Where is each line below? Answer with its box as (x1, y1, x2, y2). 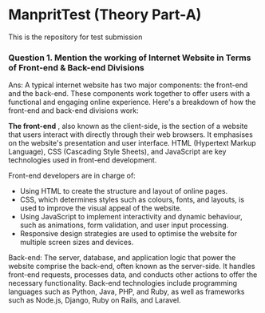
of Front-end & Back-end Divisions (8, 62, 145, 73)
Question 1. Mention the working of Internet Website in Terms (8, 52, 251, 63)
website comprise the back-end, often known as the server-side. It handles (8, 262, 255, 271)
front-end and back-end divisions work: (8, 106, 140, 115)
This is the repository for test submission (8, 32, 143, 42)
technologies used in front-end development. (8, 155, 157, 165)
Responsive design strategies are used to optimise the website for (19, 229, 238, 239)
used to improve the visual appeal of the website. (19, 203, 182, 213)
